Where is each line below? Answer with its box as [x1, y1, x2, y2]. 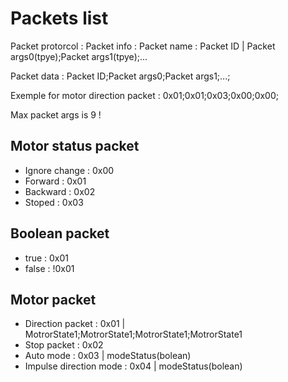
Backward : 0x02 [24, 185, 96, 197]
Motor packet [10, 291, 97, 308]
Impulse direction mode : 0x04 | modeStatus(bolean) [24, 360, 243, 372]
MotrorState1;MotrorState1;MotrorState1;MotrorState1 [24, 328, 243, 341]
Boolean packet [10, 225, 110, 242]
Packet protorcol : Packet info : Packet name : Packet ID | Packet [10, 40, 276, 52]
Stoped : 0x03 [24, 196, 84, 208]
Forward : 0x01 [24, 175, 87, 187]
